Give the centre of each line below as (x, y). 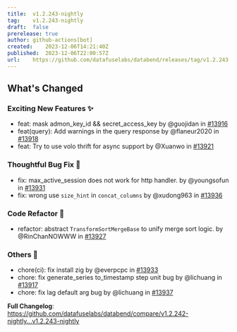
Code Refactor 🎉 (36, 213)
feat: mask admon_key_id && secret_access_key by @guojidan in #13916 (122, 124)
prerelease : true (33, 34)
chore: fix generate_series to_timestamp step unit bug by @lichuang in (120, 278)
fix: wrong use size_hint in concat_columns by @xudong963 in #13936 (120, 195)
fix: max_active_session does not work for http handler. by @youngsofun (123, 180)
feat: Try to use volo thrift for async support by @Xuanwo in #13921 (115, 146)
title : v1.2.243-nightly (45, 14)
